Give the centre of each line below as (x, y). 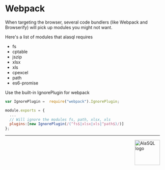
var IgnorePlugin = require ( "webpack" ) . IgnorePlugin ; (62, 101)
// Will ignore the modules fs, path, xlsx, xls (60, 119)
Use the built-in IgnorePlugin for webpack (47, 92)
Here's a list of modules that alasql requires (49, 37)
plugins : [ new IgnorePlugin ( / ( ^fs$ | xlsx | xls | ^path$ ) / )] (67, 124)
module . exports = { (25, 110)
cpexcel (20, 72)
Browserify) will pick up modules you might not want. (59, 27)
